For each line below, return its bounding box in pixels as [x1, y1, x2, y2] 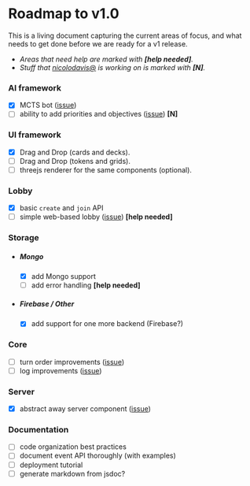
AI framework [8, 82, 61, 93]
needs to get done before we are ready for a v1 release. [8, 39, 188, 48]
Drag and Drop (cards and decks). [19, 147, 131, 157]
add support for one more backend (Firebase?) [31, 319, 183, 328]
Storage [8, 232, 39, 243]
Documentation [8, 425, 69, 436]
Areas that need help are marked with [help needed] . [19, 54, 194, 64]
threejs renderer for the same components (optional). [19, 165, 193, 174]
